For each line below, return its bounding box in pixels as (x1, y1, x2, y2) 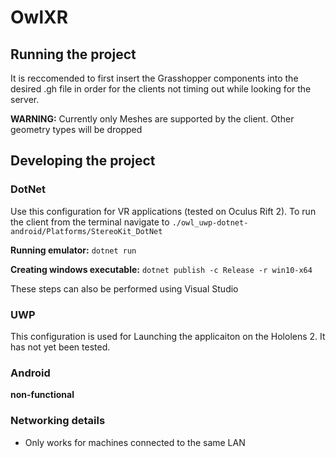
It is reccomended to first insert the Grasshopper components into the (10, 72, 299, 84)
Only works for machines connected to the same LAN (24, 436, 246, 448)
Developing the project (10, 152, 156, 170)
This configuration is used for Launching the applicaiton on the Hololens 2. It (10, 330, 326, 342)
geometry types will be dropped (10, 124, 143, 135)
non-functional (10, 389, 75, 401)
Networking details (10, 414, 106, 428)
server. (10, 94, 40, 105)
